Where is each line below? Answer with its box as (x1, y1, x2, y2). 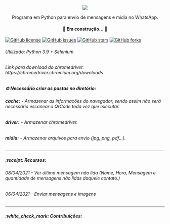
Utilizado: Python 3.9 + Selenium (5, 49, 74, 55)
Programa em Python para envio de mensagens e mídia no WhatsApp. (12, 14, 158, 20)
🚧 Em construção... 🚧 (62, 26, 108, 32)
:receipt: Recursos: (5, 157, 47, 163)
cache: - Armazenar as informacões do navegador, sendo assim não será (5, 98, 161, 104)
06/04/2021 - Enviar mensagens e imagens (5, 191, 96, 197)
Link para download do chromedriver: (5, 64, 84, 70)
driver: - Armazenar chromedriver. (5, 119, 78, 125)
